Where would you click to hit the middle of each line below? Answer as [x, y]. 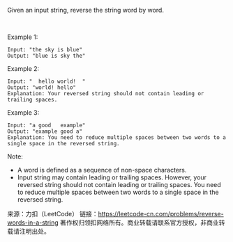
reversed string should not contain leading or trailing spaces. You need [119, 185]
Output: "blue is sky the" [46, 56]
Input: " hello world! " [46, 81]
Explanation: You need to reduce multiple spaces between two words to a [117, 138]
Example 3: [23, 113]
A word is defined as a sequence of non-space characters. [102, 170]
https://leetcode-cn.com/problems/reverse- [161, 214]
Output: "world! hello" [42, 88]
